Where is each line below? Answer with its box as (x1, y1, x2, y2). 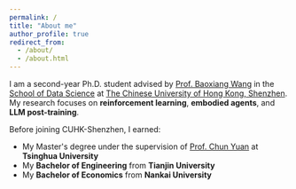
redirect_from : (9, 37, 66, 47)
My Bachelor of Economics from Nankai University (21, 169, 213, 180)
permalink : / (9, 12, 58, 22)
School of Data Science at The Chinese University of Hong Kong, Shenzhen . (9, 88, 288, 98)
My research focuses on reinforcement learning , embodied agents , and (9, 98, 276, 107)
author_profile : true (9, 29, 90, 38)
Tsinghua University (21, 151, 99, 161)
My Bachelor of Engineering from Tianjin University (21, 161, 215, 170)
